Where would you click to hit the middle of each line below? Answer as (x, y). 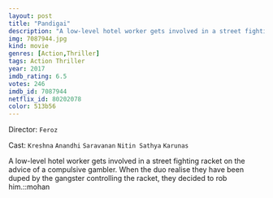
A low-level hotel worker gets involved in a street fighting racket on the (127, 161)
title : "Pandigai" (39, 24)
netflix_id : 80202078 (45, 99)
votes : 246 (27, 84)
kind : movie (28, 46)
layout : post (30, 16)
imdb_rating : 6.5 (38, 76)
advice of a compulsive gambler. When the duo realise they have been (126, 170)
